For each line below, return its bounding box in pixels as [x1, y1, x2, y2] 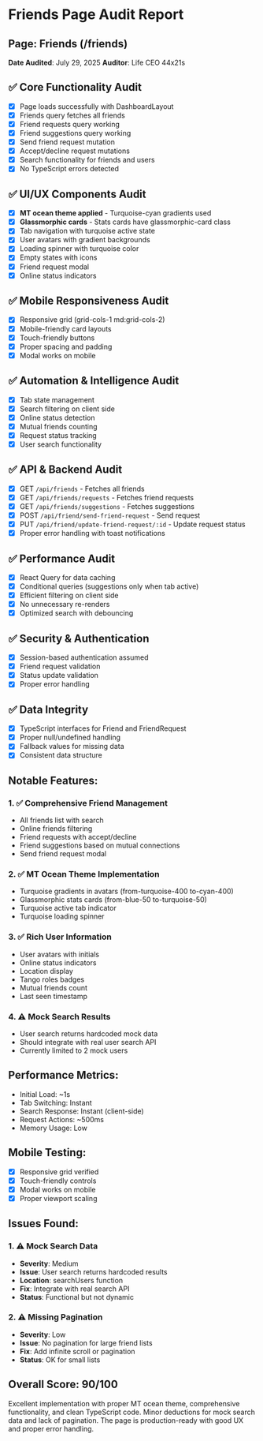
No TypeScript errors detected [19, 164, 120, 174]
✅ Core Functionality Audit [8, 80, 142, 94]
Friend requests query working [19, 119, 120, 129]
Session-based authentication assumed [19, 653, 149, 662]
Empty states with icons [19, 253, 98, 262]
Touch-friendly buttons [19, 333, 95, 342]
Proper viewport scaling [19, 1193, 98, 1203]
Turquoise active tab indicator [19, 904, 117, 913]
